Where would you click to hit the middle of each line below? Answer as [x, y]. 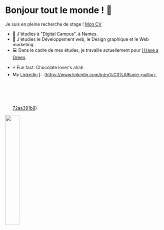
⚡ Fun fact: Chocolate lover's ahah [48, 67]
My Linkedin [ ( [29, 74]
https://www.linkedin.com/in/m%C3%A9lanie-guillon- [101, 74]
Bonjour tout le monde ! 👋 [59, 10]
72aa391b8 [24, 108]
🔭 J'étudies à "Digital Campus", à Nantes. [55, 34]
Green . [19, 57]
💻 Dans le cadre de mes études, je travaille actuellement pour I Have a [85, 50]
